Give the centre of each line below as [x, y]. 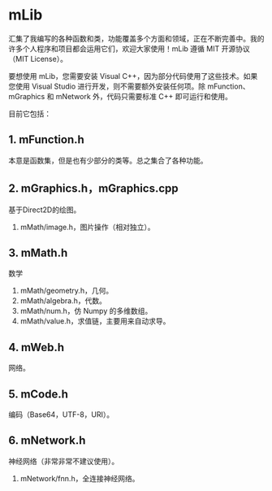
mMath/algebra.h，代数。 [63, 301]
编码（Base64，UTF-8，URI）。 [61, 415]
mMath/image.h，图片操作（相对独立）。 [88, 227]
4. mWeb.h [37, 347]
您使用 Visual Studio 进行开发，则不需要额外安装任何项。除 [107, 86]
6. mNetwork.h [47, 441]
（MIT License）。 [38, 59]
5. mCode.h [39, 394]
